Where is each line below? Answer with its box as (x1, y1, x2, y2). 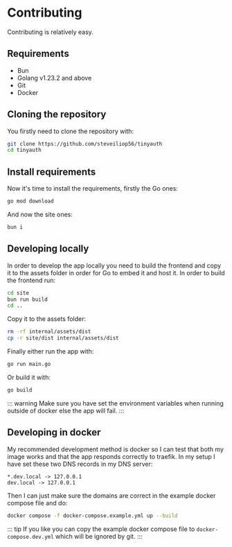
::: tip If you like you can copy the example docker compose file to (7, 525, 195, 533)
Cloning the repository (7, 109, 107, 121)
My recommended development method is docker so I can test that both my (7, 445, 224, 453)
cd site (7, 289, 30, 296)
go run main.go (7, 361, 51, 368)
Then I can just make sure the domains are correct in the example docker (7, 491, 216, 500)
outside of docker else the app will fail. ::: (7, 406, 125, 415)
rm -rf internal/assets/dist (7, 328, 91, 336)
